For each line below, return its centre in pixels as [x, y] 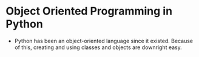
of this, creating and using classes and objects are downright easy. [98, 47]
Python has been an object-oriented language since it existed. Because [104, 41]
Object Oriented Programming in [89, 11]
